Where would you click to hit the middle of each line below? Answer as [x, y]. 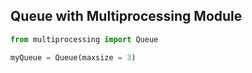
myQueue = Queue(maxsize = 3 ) [73, 57]
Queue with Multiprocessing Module [126, 16]
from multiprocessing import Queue [84, 39]
